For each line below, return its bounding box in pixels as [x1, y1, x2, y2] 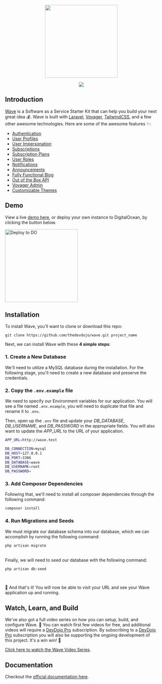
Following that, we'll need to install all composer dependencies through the [5, 491, 155, 497]
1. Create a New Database [5, 354, 67, 360]
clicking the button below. [5, 219, 57, 225]
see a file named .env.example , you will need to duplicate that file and [5, 403, 144, 409]
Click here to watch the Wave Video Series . [5, 647, 91, 653]
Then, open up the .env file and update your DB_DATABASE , [5, 418, 125, 424]
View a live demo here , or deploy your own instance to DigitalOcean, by [5, 214, 147, 220]
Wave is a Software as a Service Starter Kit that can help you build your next [5, 108, 157, 114]
